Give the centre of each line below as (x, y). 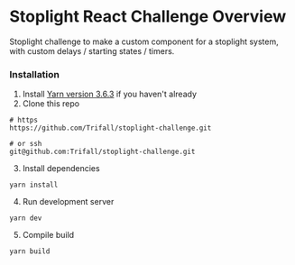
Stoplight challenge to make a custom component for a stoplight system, (144, 41)
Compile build (48, 235)
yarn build (30, 251)
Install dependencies (61, 169)
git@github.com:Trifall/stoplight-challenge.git (102, 152)
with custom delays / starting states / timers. (92, 50)
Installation (35, 74)
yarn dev (26, 218)
